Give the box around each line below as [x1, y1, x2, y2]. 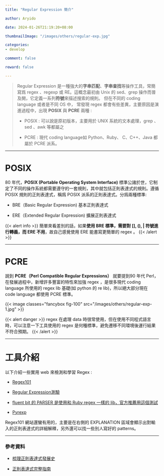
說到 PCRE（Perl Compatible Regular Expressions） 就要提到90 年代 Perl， [5, 272, 159, 279]
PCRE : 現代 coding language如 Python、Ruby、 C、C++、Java [24, 134, 153, 140]
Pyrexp [12, 409, 27, 415]
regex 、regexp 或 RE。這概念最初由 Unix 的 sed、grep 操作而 [26, 89, 152, 95]
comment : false [5, 56, 36, 61]
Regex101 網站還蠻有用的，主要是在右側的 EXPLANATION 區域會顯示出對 [5, 419, 151, 425]
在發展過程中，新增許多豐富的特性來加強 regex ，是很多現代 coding [5, 279, 141, 285]
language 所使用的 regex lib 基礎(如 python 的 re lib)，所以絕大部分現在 [5, 285, 148, 291]
